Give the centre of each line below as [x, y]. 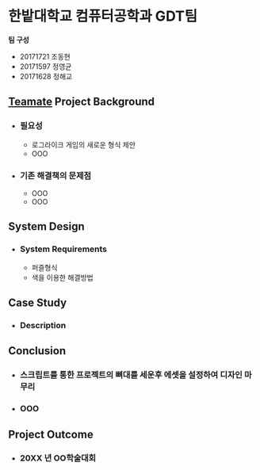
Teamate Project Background [82, 102]
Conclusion [37, 351]
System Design [46, 227]
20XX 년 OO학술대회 [58, 458]
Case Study [38, 303]
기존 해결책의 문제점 [55, 175]
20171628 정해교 [46, 76]
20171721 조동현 [45, 56]
